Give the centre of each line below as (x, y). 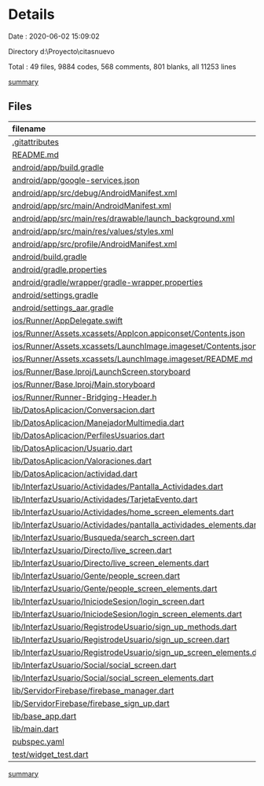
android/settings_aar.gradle (63, 308)
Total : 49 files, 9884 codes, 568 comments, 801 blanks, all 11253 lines (122, 66)
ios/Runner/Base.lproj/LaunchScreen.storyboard (101, 371)
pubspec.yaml (38, 741)
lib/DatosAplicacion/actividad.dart (75, 473)
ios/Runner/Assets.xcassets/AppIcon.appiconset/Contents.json (128, 333)
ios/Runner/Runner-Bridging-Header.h (84, 397)
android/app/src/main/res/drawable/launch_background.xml (124, 218)
